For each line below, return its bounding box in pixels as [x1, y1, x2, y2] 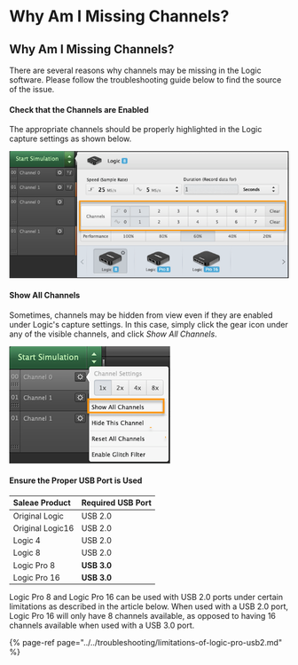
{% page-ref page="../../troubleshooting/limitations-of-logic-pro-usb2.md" [9, 637, 282, 648]
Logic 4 [12, 535, 42, 546]
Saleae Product [12, 497, 71, 508]
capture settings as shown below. [9, 133, 132, 144]
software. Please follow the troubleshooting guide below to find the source [9, 75, 282, 85]
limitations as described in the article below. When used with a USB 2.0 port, [9, 601, 289, 612]
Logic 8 [12, 548, 42, 558]
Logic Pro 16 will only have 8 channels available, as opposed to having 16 [9, 611, 277, 621]
